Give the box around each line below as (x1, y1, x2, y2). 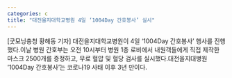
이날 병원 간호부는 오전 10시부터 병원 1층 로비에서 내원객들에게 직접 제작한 (19, 45, 220, 54)
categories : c (7, 10, 49, 17)
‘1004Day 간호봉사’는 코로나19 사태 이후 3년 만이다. (7, 63, 148, 71)
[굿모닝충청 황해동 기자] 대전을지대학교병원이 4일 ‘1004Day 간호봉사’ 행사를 (7, 36, 213, 45)
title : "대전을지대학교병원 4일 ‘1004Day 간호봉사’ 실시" (7, 17, 155, 24)
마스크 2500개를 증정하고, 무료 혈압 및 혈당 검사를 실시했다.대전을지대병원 (7, 54, 208, 63)
